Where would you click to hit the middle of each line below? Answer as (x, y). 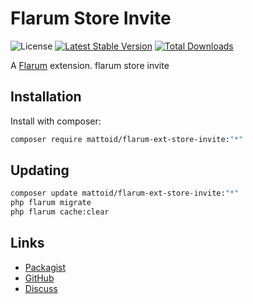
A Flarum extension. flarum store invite (90, 65)
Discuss (41, 288)
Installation (46, 97)
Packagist (45, 267)
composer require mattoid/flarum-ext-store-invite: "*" (127, 139)
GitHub (39, 278)
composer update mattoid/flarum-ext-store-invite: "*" (125, 193)
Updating (40, 170)
